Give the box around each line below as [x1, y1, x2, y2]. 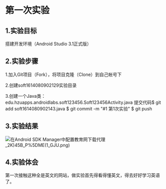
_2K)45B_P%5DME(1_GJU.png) [5, 142, 70, 148]
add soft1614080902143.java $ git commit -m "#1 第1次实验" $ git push [5, 105, 152, 111]
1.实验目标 [5, 26, 37, 35]
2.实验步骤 [5, 57, 39, 66]
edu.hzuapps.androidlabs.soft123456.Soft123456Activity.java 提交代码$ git [5, 99, 161, 105]
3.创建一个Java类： [5, 93, 46, 99]
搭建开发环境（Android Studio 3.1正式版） [5, 41, 92, 47]
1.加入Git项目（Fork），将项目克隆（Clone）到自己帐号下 [5, 71, 122, 78]
